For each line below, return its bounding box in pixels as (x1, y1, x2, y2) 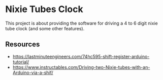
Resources (5, 40, 40, 49)
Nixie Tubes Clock (5, 4, 83, 15)
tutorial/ (12, 59, 29, 65)
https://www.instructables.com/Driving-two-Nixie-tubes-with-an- (12, 64, 150, 70)
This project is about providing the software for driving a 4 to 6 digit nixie (5, 20, 158, 26)
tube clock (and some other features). (5, 25, 85, 31)
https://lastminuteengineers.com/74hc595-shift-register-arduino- (12, 53, 150, 59)
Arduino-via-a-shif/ (12, 69, 53, 75)
